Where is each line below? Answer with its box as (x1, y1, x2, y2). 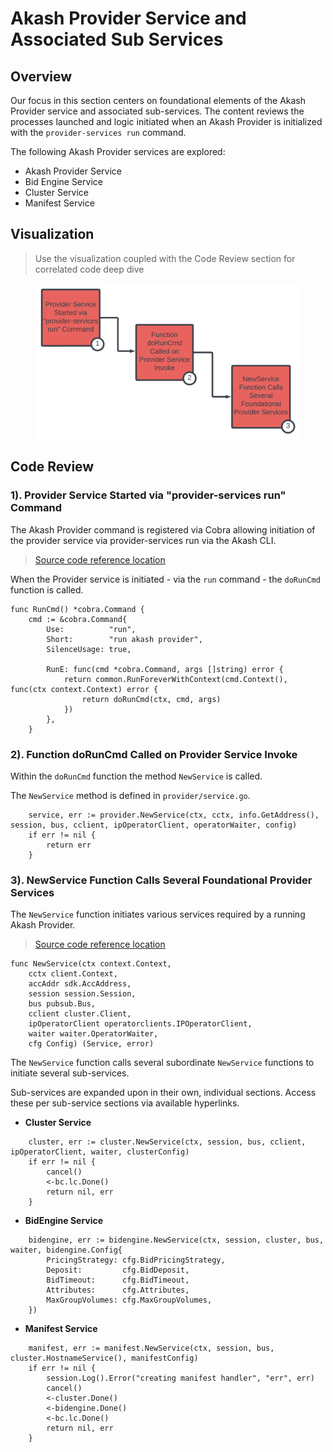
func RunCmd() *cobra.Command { (10, 604, 145, 614)
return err (46, 840, 92, 851)
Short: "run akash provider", (46, 634, 203, 644)
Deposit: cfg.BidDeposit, (46, 1265, 190, 1276)
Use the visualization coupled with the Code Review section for (34, 252, 296, 264)
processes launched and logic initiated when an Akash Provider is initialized (10, 116, 323, 127)
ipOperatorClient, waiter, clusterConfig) (10, 1147, 190, 1157)
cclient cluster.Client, (28, 1009, 132, 1019)
